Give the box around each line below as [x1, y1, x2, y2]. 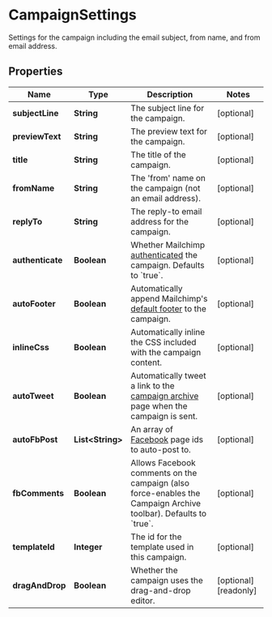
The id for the [130, 531, 182, 542]
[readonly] [217, 585, 257, 596]
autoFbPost [12, 434, 58, 445]
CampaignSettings [8, 6, 138, 24]
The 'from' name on [130, 172, 206, 183]
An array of [130, 423, 174, 435]
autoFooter [12, 298, 57, 309]
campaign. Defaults [130, 259, 205, 271]
